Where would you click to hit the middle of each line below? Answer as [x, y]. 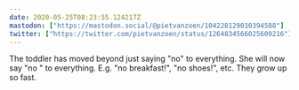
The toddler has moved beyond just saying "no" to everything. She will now [147, 59]
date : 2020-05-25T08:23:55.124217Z [75, 17]
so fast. [23, 78]
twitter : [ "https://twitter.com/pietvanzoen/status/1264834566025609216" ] [151, 34]
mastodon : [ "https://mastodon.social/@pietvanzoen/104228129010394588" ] [147, 26]
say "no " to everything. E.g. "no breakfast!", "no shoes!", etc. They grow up [148, 68]
